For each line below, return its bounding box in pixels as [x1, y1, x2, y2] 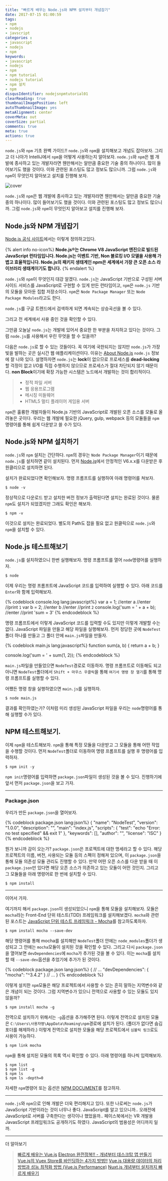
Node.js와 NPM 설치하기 [5, 437, 79, 446]
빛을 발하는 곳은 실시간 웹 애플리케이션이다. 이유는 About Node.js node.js [5, 350, 150, 356]
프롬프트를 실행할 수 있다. [10, 675, 60, 681]
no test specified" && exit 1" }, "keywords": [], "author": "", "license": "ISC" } [5, 830, 161, 836]
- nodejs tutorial [5, 77, 43, 82]
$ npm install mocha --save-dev [5, 928, 72, 933]
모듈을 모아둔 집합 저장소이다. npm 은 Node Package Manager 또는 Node [10, 289, 145, 295]
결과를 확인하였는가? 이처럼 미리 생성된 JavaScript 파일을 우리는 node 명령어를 [5, 705, 157, 711]
